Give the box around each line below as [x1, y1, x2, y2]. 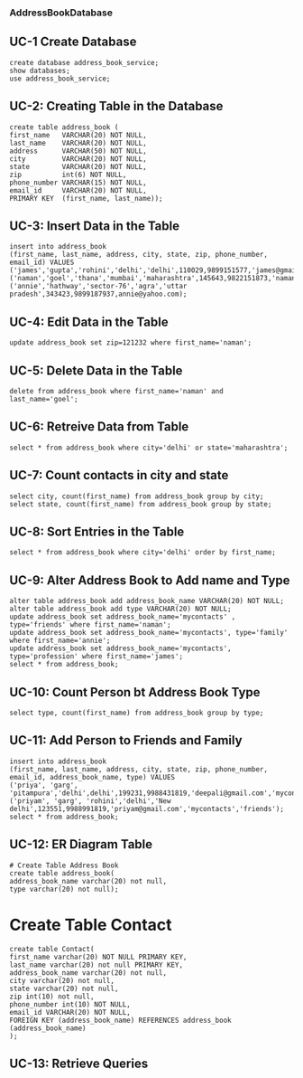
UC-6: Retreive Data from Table [9, 419, 189, 435]
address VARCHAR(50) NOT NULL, [9, 147, 147, 156]
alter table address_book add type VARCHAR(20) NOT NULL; [9, 604, 232, 614]
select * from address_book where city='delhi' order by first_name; [9, 548, 277, 557]
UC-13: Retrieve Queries [9, 1056, 149, 1071]
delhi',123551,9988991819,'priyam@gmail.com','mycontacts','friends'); [9, 804, 284, 813]
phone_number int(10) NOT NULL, [9, 999, 131, 1009]
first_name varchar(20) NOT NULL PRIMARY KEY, [9, 952, 188, 961]
